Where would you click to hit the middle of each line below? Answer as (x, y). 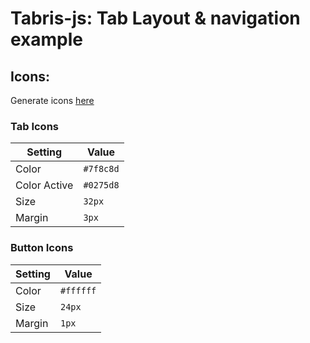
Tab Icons (35, 126)
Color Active (44, 185)
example (47, 39)
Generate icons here (52, 100)
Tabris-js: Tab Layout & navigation (155, 18)
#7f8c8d (101, 169)
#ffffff (78, 290)
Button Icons (42, 248)
